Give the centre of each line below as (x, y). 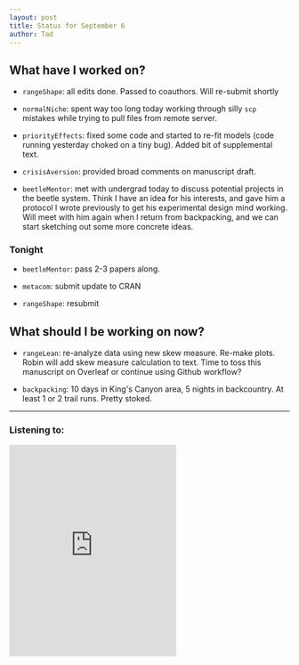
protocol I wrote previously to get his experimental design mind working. (154, 208)
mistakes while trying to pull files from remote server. (120, 118)
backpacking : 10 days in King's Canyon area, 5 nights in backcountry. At (153, 389)
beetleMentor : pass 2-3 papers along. (91, 269)
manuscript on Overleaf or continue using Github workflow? (132, 372)
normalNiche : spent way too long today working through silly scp (139, 109)
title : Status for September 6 (67, 26)
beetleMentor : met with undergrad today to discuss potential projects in (153, 189)
